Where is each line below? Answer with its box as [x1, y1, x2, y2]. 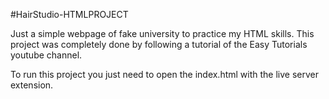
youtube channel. [10, 49, 83, 61]
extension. [10, 79, 54, 91]
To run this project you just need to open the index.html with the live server [10, 69, 319, 80]
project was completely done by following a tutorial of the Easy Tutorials [10, 39, 308, 50]
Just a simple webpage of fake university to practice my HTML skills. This [10, 28, 315, 39]
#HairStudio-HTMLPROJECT [10, 9, 129, 20]
